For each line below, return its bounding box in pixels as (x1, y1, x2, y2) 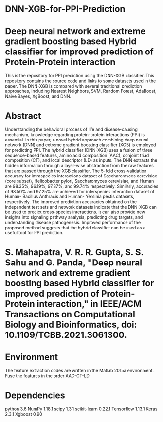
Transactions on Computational (5, 309, 135, 320)
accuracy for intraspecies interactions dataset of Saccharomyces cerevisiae (5, 173, 158, 179)
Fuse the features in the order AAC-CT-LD (5, 373, 90, 379)
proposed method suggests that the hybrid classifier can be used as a (5, 225, 146, 230)
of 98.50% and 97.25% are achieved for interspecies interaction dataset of (5, 189, 155, 194)
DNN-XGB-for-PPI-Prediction (5, 3, 126, 15)
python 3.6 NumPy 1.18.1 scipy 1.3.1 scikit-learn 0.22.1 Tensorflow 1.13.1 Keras (5, 406, 158, 412)
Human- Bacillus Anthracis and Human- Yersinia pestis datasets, (5, 193, 135, 200)
